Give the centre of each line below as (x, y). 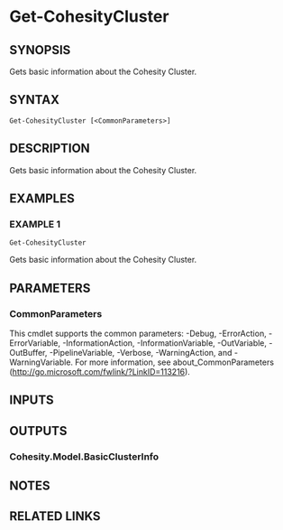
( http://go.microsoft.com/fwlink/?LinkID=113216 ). (100, 372)
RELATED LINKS (55, 516)
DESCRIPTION (50, 149)
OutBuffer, (28, 353)
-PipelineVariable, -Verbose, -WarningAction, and (141, 353)
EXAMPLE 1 (35, 224)
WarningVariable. (41, 362)
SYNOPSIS (40, 50)
